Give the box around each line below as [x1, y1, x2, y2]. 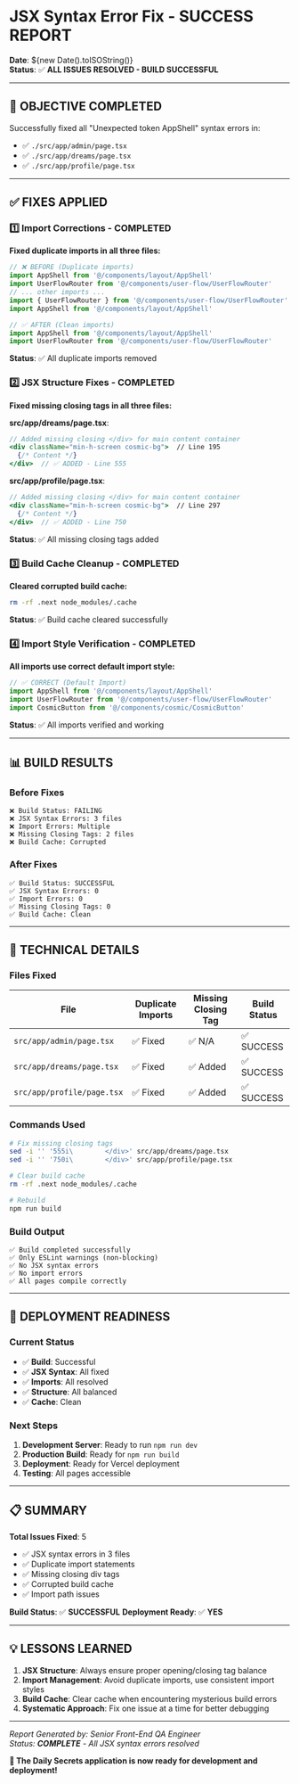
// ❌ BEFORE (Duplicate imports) [9, 263, 134, 272]
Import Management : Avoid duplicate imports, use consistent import [21, 1674, 275, 1685]
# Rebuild [9, 1196, 46, 1204]
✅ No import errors [9, 1269, 83, 1278]
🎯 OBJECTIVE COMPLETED [9, 99, 163, 114]
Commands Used [9, 1119, 86, 1131]
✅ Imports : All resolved [21, 1376, 109, 1387]
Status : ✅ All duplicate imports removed [9, 353, 158, 364]
